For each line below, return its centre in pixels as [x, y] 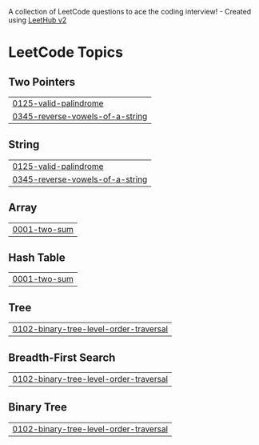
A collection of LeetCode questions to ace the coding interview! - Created [130, 12]
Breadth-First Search [62, 357]
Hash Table [37, 258]
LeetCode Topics [66, 52]
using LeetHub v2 [38, 20]
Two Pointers [42, 82]
